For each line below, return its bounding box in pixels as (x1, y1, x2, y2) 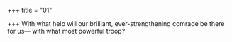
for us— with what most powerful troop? (7, 27, 126, 35)
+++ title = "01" (7, 6, 53, 14)
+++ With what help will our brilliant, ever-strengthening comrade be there (7, 20, 225, 27)
